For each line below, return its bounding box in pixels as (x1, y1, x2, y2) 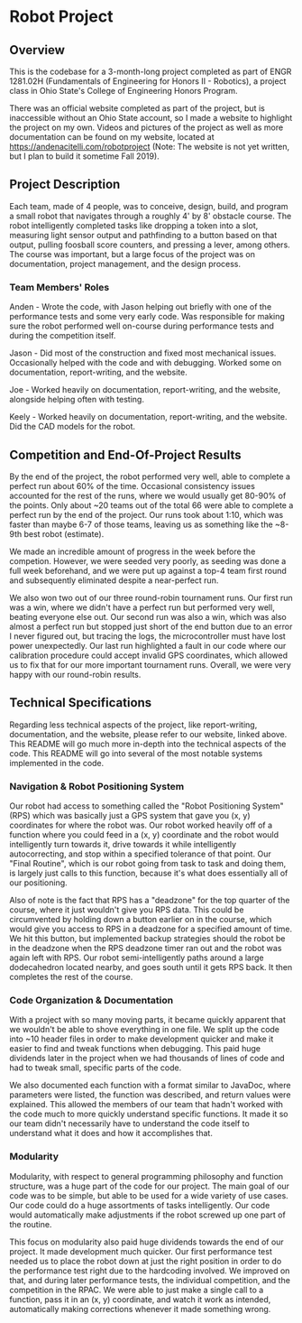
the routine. (9, 1218, 52, 1229)
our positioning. (9, 877, 68, 888)
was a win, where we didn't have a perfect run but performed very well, (9, 602, 275, 613)
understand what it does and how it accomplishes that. (9, 1128, 214, 1139)
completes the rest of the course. (9, 972, 133, 983)
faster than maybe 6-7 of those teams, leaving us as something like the (9, 519, 273, 530)
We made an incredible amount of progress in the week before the (9, 546, 256, 557)
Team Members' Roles (9, 281, 110, 293)
